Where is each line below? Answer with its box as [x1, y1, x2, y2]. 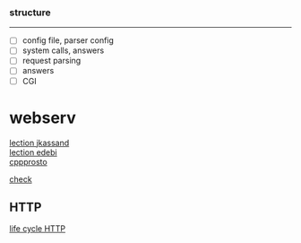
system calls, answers [21, 45, 105, 56]
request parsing [21, 56, 82, 66]
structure [9, 6, 51, 19]
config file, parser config [21, 35, 115, 46]
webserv [9, 108, 76, 127]
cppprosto [9, 156, 47, 167]
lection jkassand [9, 137, 70, 148]
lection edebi [9, 146, 57, 158]
